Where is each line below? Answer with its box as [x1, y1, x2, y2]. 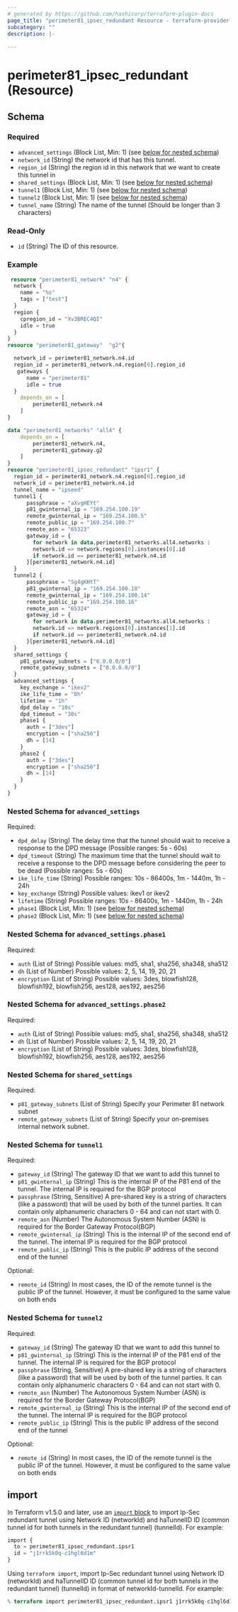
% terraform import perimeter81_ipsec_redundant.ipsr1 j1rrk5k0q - [7, 1598, 208, 1606]
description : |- [7, 30, 55, 38]
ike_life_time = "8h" [20, 690, 84, 697]
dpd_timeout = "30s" [20, 710, 81, 717]
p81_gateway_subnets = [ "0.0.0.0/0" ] [20, 658, 132, 665]
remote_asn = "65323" [25, 526, 91, 533]
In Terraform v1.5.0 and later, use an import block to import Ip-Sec [7, 1508, 200, 1516]
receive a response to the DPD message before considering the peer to [17, 859, 226, 868]
